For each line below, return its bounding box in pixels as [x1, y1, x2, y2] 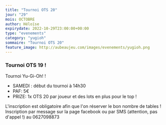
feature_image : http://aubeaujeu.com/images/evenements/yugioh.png [5, 45, 150, 50]
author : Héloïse [5, 21, 39, 27]
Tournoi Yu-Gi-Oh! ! [5, 73, 46, 79]
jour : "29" [5, 12, 28, 17]
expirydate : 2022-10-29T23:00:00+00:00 [5, 26, 89, 31]
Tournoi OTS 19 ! [5, 61, 46, 69]
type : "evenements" [5, 31, 46, 36]
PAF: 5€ [12, 88, 29, 94]
